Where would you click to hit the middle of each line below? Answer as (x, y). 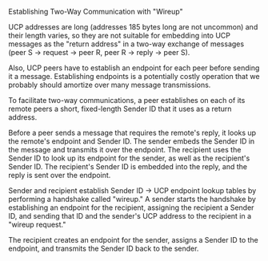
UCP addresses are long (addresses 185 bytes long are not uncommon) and (133, 27)
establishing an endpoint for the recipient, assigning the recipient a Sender (131, 208)
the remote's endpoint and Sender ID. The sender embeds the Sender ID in (132, 141)
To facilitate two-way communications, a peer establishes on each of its (127, 100)
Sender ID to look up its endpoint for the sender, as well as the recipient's (129, 158)
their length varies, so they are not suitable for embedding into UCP (119, 36)
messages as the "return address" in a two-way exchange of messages (126, 44)
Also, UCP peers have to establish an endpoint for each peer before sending (134, 68)
